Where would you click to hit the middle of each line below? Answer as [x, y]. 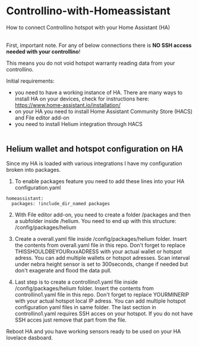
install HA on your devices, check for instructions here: [82, 99]
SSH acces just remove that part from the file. [71, 320]
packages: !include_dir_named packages [61, 203]
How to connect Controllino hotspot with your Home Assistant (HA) [88, 27]
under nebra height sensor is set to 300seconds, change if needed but [101, 264]
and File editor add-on [42, 118]
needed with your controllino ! [43, 51]
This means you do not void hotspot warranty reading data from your [91, 63]
